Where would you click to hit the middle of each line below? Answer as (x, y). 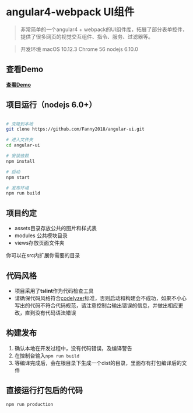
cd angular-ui (23, 145)
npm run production (30, 404)
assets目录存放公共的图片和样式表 (56, 228)
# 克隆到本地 (20, 124)
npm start (18, 177)
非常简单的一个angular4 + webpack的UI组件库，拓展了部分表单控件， (104, 29)
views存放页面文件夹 (39, 243)
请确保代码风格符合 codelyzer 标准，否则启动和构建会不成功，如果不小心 (101, 298)
